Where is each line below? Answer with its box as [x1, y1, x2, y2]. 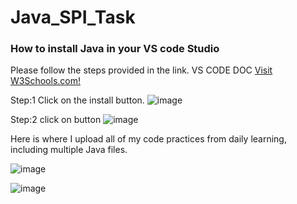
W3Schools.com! [10, 75, 81, 87]
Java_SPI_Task [10, 6, 136, 29]
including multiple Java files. [10, 144, 128, 156]
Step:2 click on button [10, 114, 102, 126]
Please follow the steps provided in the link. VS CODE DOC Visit [10, 64, 273, 76]
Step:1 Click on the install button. [10, 94, 145, 106]
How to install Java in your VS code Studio [10, 42, 220, 56]
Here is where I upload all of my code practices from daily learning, [10, 133, 287, 145]
